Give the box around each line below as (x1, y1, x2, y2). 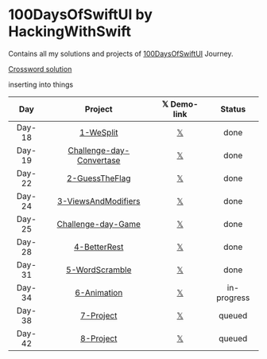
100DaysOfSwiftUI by (8, 6, 153, 24)
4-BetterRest (74, 241, 124, 252)
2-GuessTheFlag (66, 173, 131, 184)
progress (215, 292, 250, 303)
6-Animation (75, 287, 123, 298)
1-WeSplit (79, 127, 118, 138)
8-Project (80, 333, 118, 344)
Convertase (76, 154, 121, 166)
